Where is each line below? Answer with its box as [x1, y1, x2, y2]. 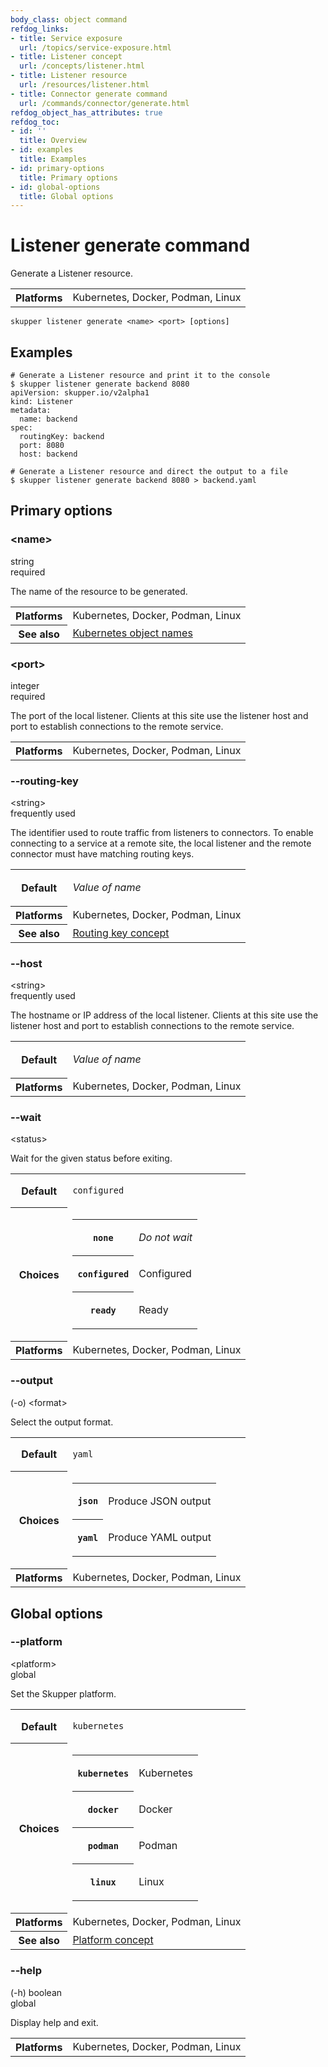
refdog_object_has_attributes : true [10, 107, 163, 118]
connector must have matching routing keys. [10, 848, 195, 860]
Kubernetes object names [72, 626, 193, 640]
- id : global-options [10, 182, 101, 192]
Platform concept [72, 1933, 154, 1947]
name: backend [19, 414, 78, 424]
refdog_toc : [10, 117, 60, 127]
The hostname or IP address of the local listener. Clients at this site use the [10, 1009, 319, 1021]
